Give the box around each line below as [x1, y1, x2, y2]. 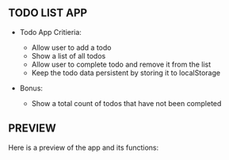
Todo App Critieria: [19, 27, 82, 36]
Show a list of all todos [31, 51, 106, 60]
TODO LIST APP [8, 6, 88, 20]
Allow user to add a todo [31, 43, 112, 52]
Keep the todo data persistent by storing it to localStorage [31, 67, 220, 78]
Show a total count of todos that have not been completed [31, 98, 222, 108]
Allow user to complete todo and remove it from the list [31, 59, 212, 69]
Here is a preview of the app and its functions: [8, 143, 159, 152]
